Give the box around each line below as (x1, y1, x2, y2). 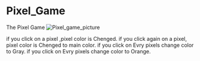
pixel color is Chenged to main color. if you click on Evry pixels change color (6, 41, 194, 49)
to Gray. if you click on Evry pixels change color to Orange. (6, 47, 151, 54)
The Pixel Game (6, 24, 45, 31)
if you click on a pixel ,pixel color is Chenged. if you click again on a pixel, (6, 35, 187, 42)
